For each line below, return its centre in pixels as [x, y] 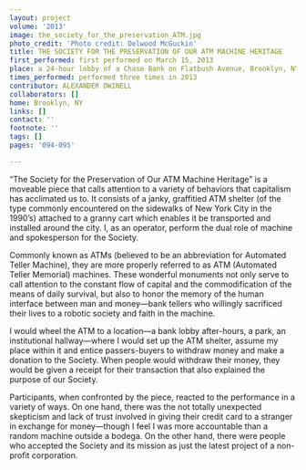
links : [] [28, 111]
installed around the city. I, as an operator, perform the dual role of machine [151, 227]
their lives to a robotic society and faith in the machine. [112, 313]
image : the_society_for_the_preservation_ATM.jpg [106, 35]
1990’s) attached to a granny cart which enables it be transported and [140, 218]
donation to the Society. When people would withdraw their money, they [145, 360]
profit [20, 455]
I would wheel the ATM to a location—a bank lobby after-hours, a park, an [148, 330]
